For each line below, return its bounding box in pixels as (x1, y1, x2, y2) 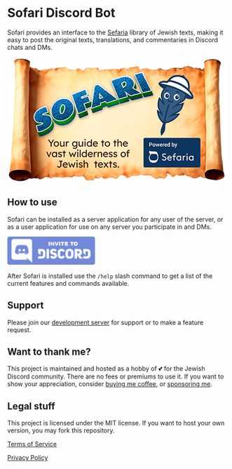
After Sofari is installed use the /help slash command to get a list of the (7, 272, 213, 280)
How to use (7, 197, 57, 209)
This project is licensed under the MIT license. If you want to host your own (7, 419, 225, 428)
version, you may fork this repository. (7, 426, 115, 435)
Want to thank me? (7, 345, 91, 357)
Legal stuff (7, 400, 55, 412)
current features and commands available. (7, 279, 130, 287)
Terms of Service (7, 440, 57, 449)
